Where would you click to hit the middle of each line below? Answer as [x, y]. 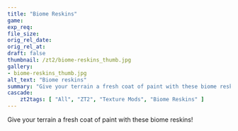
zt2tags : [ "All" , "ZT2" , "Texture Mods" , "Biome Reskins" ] [112, 100]
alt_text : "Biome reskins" [47, 80]
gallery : [20, 67]
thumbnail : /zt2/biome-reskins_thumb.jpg [69, 60]
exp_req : [20, 27]
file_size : [23, 34]
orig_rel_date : [30, 40]
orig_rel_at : [27, 47]
